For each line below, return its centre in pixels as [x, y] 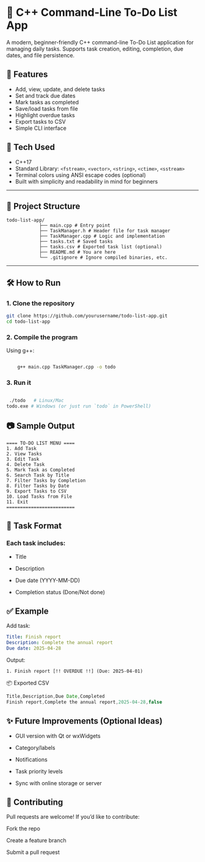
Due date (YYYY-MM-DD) [48, 580]
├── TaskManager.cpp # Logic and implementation [102, 236]
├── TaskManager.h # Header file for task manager [105, 231]
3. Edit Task [23, 459]
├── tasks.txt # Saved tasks [76, 242]
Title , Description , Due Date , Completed [56, 696]
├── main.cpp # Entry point [75, 226]
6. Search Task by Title [38, 475]
